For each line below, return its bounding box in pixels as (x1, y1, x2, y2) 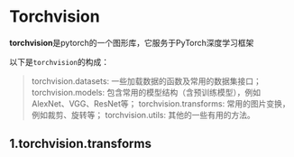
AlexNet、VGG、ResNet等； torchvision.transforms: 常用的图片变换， (31, 97, 290, 109)
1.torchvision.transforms (9, 136, 152, 152)
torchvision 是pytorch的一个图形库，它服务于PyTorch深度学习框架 (9, 37, 254, 48)
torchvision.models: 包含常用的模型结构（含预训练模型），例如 (31, 87, 262, 97)
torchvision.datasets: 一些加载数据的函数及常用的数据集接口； (31, 75, 262, 87)
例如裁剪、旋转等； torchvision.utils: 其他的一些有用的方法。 (31, 109, 255, 120)
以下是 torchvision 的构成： (9, 56, 110, 67)
